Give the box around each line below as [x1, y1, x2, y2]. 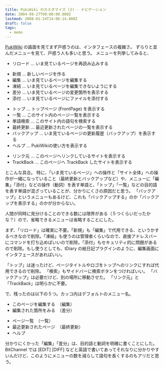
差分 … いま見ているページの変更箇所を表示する [12, 89, 109, 95]
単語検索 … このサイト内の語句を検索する [12, 118, 96, 124]
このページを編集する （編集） [12, 301, 75, 307]
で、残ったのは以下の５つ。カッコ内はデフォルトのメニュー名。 [5, 291, 134, 296]
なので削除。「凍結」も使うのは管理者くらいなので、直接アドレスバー [18, 233, 158, 239]
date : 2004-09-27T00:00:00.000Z [5, 12, 71, 17]
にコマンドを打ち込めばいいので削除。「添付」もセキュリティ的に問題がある [5, 240, 158, 245]
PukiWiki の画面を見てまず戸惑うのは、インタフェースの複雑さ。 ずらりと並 [5, 44, 158, 49]
